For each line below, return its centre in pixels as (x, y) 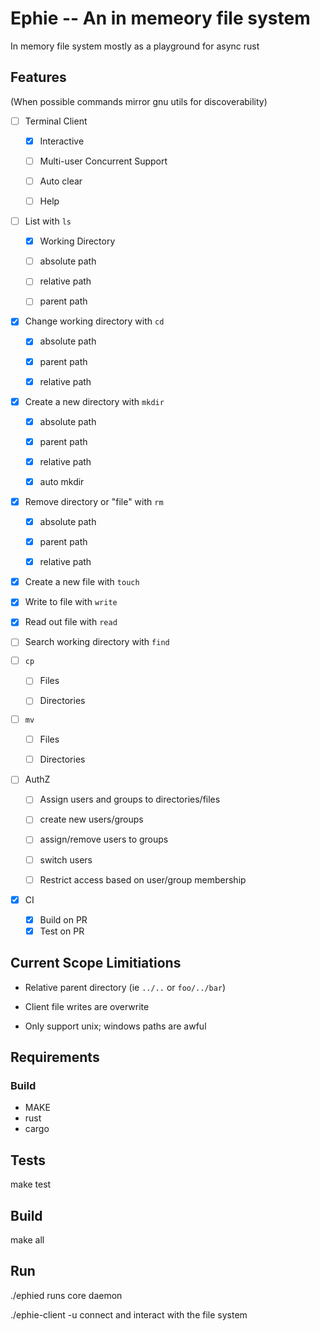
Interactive (62, 141)
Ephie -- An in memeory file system (160, 18)
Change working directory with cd (94, 321)
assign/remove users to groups (104, 839)
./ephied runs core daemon (66, 1295)
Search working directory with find (97, 642)
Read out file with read (71, 622)
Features (38, 77)
